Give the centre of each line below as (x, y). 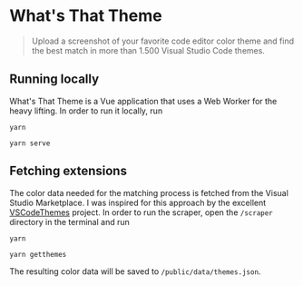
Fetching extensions (68, 171)
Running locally (54, 79)
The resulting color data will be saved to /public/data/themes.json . (135, 271)
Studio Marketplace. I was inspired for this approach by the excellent (138, 202)
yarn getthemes (38, 254)
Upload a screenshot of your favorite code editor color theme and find (163, 41)
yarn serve (30, 143)
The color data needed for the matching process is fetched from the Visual (149, 192)
